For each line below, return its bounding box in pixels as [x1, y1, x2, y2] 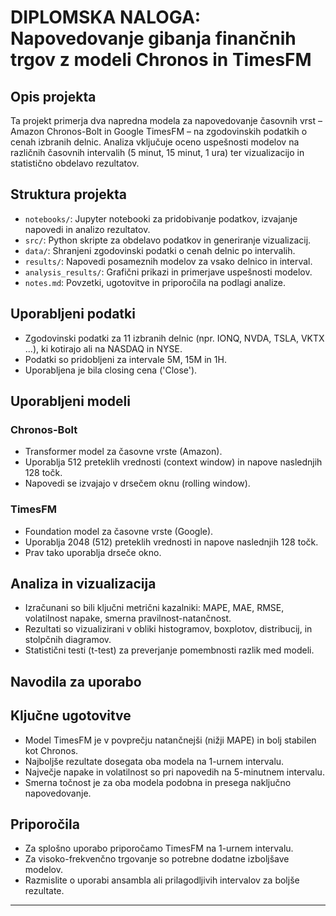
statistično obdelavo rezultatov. [10, 157, 140, 169]
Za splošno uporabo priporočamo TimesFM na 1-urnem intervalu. [24, 842, 294, 855]
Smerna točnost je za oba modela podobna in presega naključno [24, 776, 292, 788]
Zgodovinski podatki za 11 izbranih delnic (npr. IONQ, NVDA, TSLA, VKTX [24, 332, 325, 344]
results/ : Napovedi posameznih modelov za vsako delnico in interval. [24, 255, 313, 267]
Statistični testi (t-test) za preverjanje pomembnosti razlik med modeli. [24, 644, 315, 656]
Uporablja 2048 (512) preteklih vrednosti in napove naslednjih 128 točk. [24, 536, 319, 548]
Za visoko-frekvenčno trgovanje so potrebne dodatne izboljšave [24, 853, 290, 865]
